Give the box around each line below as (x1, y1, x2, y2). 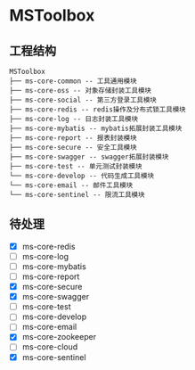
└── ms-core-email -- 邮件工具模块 (9, 181, 134, 190)
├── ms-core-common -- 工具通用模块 (9, 77, 137, 86)
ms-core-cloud (21, 341, 78, 352)
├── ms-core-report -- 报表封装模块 (9, 134, 137, 143)
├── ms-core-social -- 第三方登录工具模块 (9, 95, 158, 104)
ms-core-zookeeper (21, 332, 96, 342)
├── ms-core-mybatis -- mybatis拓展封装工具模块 (9, 124, 183, 133)
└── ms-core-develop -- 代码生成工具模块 (9, 171, 154, 180)
